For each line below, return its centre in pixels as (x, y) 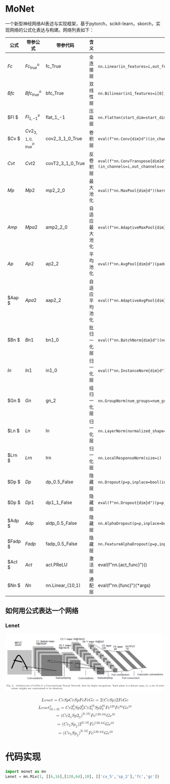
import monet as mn (26, 771)
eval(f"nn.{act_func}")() (123, 565)
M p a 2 (31, 227)
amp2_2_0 (56, 227)
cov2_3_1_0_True (64, 139)
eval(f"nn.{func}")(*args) (124, 585)
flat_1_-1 (55, 117)
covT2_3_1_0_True (65, 164)
